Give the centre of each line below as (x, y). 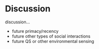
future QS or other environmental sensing (53, 41)
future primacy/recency (35, 31)
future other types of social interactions (51, 36)
